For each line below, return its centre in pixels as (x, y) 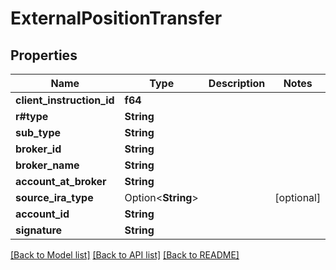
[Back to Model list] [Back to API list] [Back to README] (125, 255)
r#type (32, 116)
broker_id (38, 149)
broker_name (47, 165)
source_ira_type (54, 197)
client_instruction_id (65, 100)
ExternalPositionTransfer (116, 18)
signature (39, 230)
